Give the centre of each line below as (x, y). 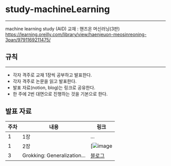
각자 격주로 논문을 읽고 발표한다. (45, 81)
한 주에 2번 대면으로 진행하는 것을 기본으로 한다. (60, 94)
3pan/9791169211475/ (28, 39)
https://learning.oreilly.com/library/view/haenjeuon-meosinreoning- (76, 34)
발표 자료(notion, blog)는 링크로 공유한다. (54, 88)
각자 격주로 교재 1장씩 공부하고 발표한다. (52, 75)
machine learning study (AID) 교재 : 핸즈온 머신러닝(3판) (63, 28)
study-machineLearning (58, 9)
